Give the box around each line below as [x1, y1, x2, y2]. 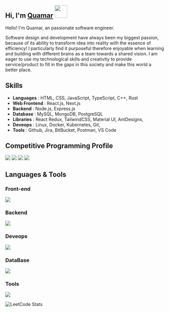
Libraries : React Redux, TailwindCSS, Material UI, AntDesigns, [12, 116, 144, 122]
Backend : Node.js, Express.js [12, 106, 75, 112]
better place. [5, 67, 32, 73]
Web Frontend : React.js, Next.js [12, 100, 81, 106]
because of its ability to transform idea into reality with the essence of [5, 40, 151, 46]
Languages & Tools [5, 170, 67, 179]
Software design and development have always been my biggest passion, [5, 34, 159, 40]
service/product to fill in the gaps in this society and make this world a [5, 61, 152, 67]
